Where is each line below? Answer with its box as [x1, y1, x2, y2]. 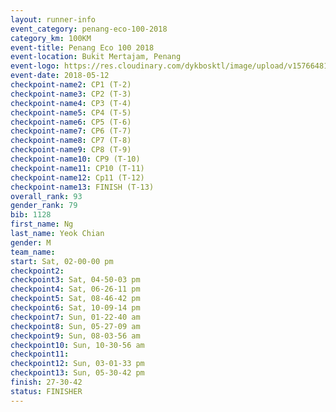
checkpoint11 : [10, 349, 70, 360]
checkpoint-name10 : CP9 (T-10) [10, 154, 141, 164]
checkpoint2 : [10, 266, 65, 276]
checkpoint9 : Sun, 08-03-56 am [10, 331, 141, 341]
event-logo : [10, 61, 60, 71]
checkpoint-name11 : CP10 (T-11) [10, 163, 145, 173]
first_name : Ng [10, 219, 74, 230]
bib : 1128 [10, 210, 52, 220]
